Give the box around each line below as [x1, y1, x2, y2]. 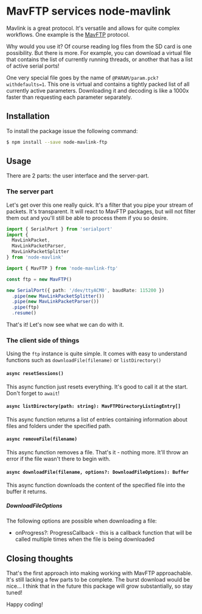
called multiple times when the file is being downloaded [15, 535, 155, 543]
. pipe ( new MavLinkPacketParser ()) [12, 299, 99, 305]
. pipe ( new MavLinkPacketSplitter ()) [12, 293, 105, 299]
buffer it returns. [6, 488, 47, 495]
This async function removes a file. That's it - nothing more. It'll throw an [6, 449, 189, 456]
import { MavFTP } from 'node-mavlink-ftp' [6, 265, 119, 271]
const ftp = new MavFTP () [6, 276, 72, 282]
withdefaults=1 [6, 81, 45, 88]
